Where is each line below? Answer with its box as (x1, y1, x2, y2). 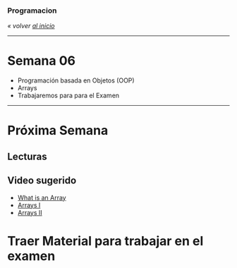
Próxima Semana (7, 123, 109, 139)
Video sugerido (7, 175, 77, 187)
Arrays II (17, 208, 42, 217)
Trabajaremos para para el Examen (17, 91, 120, 100)
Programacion (7, 6, 57, 16)
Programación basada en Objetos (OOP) (17, 76, 135, 85)
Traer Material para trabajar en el (7, 233, 204, 249)
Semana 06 (7, 53, 76, 69)
